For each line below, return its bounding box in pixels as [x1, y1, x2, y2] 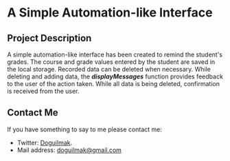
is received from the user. [7, 87, 80, 95]
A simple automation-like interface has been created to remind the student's [7, 50, 223, 58]
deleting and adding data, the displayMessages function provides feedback [7, 72, 223, 80]
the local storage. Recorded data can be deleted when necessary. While [7, 65, 211, 73]
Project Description [7, 32, 92, 44]
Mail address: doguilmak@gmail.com [16, 146, 122, 154]
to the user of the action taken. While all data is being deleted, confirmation [7, 80, 220, 87]
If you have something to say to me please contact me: [7, 125, 163, 133]
